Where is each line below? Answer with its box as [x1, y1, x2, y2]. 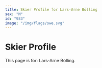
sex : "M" [5, 12, 23, 17]
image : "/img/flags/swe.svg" [5, 20, 65, 26]
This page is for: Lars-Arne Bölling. [5, 58, 76, 64]
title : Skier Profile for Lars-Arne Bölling [5, 7, 98, 12]
